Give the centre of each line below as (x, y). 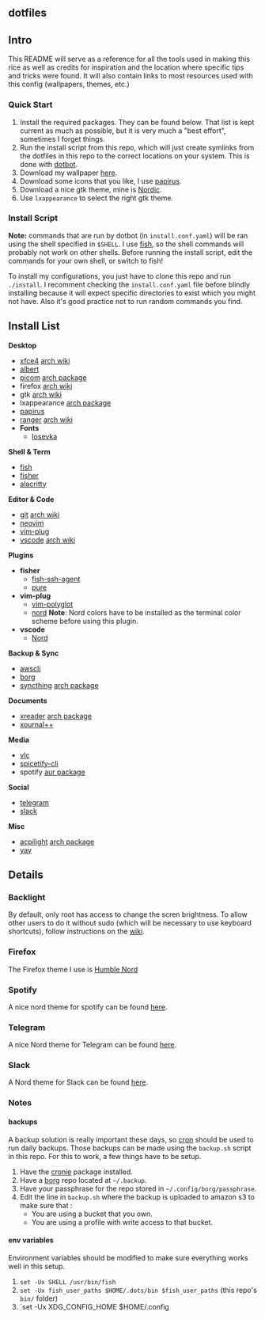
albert (29, 369)
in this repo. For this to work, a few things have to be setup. (105, 1156)
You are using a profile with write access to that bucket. (122, 1222)
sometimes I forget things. (62, 139)
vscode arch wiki (47, 540)
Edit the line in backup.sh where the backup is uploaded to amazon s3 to (137, 1197)
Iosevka (44, 436)
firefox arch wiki (46, 386)
